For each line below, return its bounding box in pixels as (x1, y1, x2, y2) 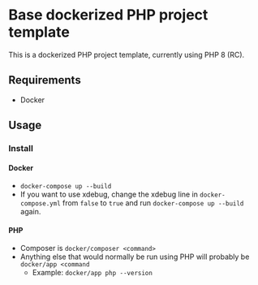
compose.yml (19, 200, 61, 208)
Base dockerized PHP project (8, 6, 209, 24)
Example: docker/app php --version (32, 268, 153, 278)
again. (19, 207, 41, 217)
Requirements (8, 73, 81, 87)
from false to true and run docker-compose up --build (62, 198, 244, 208)
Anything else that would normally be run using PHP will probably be (19, 252, 250, 261)
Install (8, 143, 34, 154)
